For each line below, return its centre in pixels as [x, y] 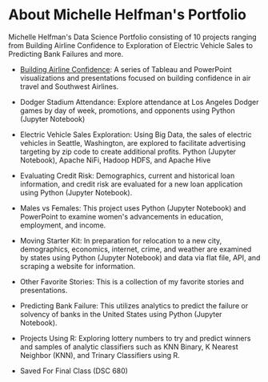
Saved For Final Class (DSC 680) [74, 371]
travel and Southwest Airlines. [69, 86]
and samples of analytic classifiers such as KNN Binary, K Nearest [129, 347]
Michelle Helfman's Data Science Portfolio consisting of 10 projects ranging [133, 37]
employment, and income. [63, 225]
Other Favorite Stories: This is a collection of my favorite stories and [132, 281]
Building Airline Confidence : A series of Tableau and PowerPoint [126, 69]
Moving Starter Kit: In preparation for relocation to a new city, [121, 240]
